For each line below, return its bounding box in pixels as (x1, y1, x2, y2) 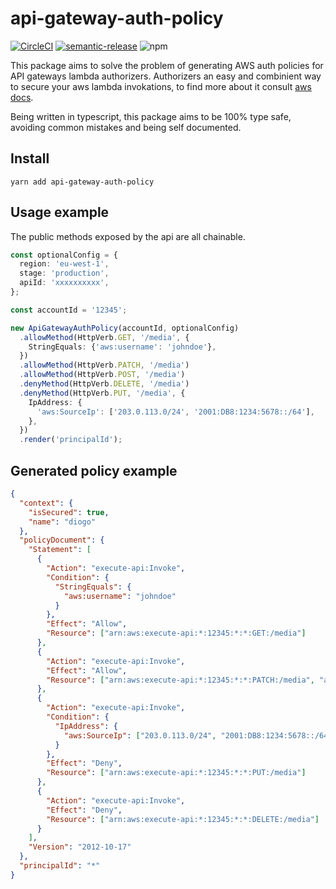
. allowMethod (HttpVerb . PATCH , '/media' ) (19, 360, 190, 371)
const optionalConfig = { (10, 250, 118, 260)
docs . (10, 91, 34, 103)
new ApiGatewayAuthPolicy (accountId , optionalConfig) (10, 323, 240, 333)
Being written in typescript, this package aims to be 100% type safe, (10, 110, 292, 122)
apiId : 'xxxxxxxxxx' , (19, 278, 110, 288)
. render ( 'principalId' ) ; (19, 435, 123, 445)
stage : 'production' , (19, 268, 110, 279)
